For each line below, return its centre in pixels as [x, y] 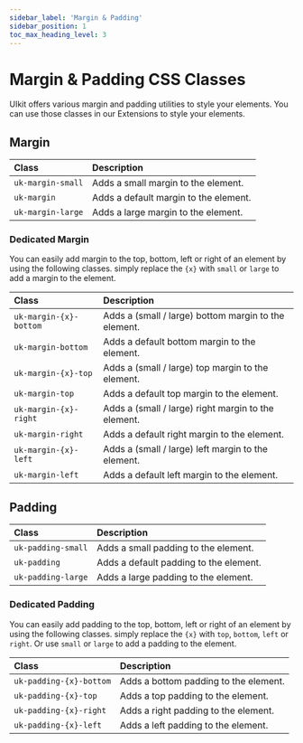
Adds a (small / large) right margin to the [188, 409]
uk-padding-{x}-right [60, 710]
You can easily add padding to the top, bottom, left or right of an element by [150, 624]
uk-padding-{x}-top [55, 696]
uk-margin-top [44, 394]
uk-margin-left [46, 475]
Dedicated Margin [50, 240]
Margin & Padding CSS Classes [128, 79]
